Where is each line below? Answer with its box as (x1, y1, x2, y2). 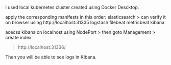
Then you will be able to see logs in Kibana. (5, 54, 97, 60)
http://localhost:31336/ (17, 44, 66, 50)
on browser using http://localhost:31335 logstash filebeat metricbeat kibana (5, 20, 165, 25)
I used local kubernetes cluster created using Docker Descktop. (5, 5, 139, 10)
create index (5, 35, 32, 40)
